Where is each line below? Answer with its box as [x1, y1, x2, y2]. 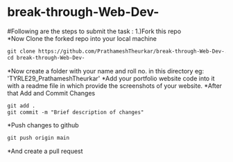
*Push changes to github [7, 121, 79, 129]
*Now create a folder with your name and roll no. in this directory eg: [7, 66, 205, 75]
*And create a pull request [7, 147, 83, 156]
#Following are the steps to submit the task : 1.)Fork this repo [7, 27, 182, 35]
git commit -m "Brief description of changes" [7, 109, 144, 116]
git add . [7, 102, 36, 109]
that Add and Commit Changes [7, 89, 96, 97]
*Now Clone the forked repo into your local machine [7, 34, 157, 42]
